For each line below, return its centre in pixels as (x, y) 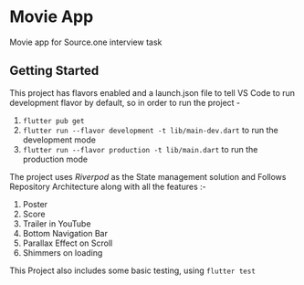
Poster (35, 204)
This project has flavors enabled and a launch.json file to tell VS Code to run (152, 92)
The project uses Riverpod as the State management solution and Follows (148, 176)
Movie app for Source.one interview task (86, 42)
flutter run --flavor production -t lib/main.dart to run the (140, 149)
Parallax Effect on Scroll (68, 243)
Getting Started (54, 71)
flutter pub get (53, 121)
